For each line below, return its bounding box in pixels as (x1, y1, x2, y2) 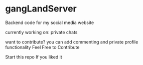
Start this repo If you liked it (5, 53, 63, 60)
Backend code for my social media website (5, 19, 94, 25)
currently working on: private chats (5, 29, 78, 35)
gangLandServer (5, 3, 77, 14)
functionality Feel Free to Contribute (5, 44, 80, 50)
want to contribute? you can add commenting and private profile (5, 38, 138, 45)
